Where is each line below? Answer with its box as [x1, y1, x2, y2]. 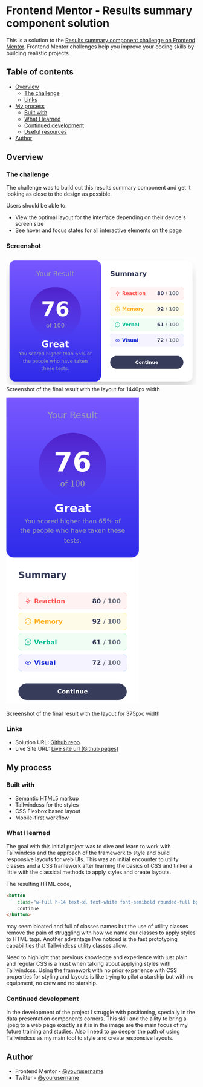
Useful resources [24, 128, 68, 135]
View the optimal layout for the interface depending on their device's [14, 214, 186, 221]
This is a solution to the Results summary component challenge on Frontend [6, 36, 196, 44]
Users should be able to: [6, 202, 68, 210]
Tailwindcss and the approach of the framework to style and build [6, 849, 170, 856]
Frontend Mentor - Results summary [6, 4, 193, 18]
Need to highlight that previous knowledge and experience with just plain [6, 954, 188, 961]
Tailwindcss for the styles [14, 801, 79, 808]
